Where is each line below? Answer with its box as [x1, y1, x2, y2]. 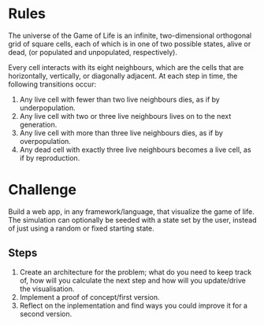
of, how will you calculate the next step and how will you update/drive [19, 275, 246, 285]
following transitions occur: [8, 79, 97, 89]
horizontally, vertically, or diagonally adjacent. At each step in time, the [8, 71, 238, 80]
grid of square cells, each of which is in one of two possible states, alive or [8, 39, 251, 48]
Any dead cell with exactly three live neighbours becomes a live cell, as [19, 145, 251, 154]
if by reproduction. [19, 153, 80, 162]
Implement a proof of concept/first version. [19, 292, 160, 301]
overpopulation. [19, 136, 71, 146]
